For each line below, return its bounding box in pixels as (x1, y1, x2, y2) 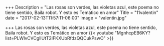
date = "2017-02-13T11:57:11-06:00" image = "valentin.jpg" (5, 15, 127, 20)
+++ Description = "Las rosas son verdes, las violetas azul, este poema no (5, 4, 159, 10)
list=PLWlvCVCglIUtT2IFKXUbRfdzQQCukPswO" (5, 35, 106, 41)
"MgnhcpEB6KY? (114, 30, 150, 35)
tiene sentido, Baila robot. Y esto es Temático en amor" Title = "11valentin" (5, 9, 159, 15)
